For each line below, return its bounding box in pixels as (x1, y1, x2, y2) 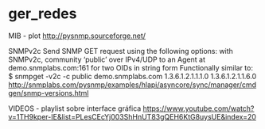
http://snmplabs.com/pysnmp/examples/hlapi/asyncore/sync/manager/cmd (8, 80, 257, 89)
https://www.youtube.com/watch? (142, 104, 255, 113)
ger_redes (8, 5, 77, 23)
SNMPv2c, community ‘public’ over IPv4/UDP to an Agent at (8, 55, 205, 64)
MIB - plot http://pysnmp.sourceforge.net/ (8, 31, 146, 40)
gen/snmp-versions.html (8, 88, 89, 97)
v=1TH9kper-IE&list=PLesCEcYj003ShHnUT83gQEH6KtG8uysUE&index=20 (8, 112, 257, 121)
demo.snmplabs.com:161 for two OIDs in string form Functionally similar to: (8, 63, 253, 72)
